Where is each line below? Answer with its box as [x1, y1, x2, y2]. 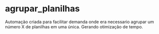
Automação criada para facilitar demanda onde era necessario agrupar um [5, 19, 154, 25]
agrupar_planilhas [5, 3, 80, 14]
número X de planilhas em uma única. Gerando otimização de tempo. [5, 24, 143, 29]
